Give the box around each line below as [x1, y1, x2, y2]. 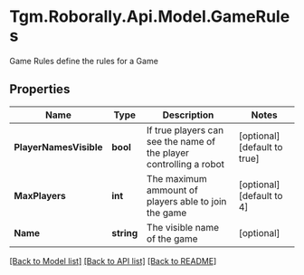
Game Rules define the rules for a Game [9, 55, 158, 66]
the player [146, 147, 190, 159]
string [111, 226, 138, 239]
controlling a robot [146, 157, 224, 170]
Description [162, 109, 214, 121]
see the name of [146, 135, 215, 147]
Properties [9, 81, 71, 97]
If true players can [146, 124, 224, 137]
